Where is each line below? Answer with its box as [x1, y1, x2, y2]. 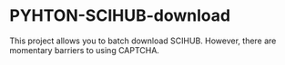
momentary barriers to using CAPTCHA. [9, 44, 159, 55]
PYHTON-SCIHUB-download [9, 5, 230, 26]
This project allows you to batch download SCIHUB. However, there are [9, 35, 277, 46]
